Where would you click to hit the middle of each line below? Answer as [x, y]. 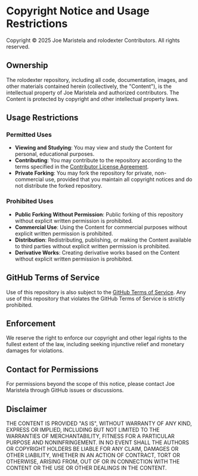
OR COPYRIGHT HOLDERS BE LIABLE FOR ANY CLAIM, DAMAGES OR [92, 448]
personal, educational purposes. [55, 154]
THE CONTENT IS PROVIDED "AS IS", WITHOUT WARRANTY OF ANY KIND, [99, 423]
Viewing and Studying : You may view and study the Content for [94, 148]
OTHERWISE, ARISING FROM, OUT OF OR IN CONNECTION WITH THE [93, 461]
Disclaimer [27, 409]
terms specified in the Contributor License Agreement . [82, 167]
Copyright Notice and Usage [78, 11]
